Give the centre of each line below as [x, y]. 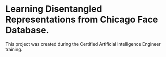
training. [14, 49]
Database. [27, 30]
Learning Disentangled [54, 9]
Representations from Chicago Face [82, 20]
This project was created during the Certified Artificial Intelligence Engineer [83, 44]
